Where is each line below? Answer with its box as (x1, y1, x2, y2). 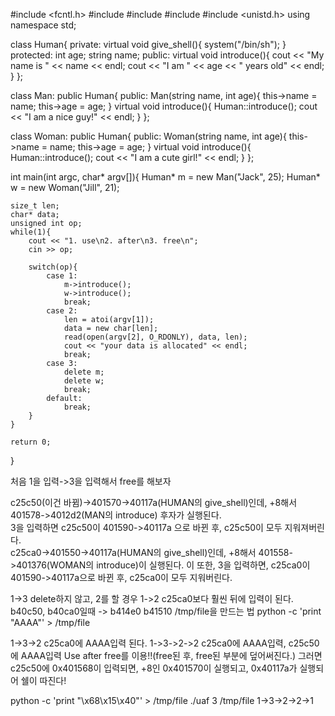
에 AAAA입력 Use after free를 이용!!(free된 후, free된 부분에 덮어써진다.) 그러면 (10, 650, 323, 661)
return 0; (10, 437, 52, 447)
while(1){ (10, 227, 52, 237)
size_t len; (10, 201, 60, 211)
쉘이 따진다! (20, 675, 67, 686)
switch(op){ (28, 262, 78, 272)
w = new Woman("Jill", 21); (10, 182, 120, 193)
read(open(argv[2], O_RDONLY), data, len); (63, 332, 248, 342)
